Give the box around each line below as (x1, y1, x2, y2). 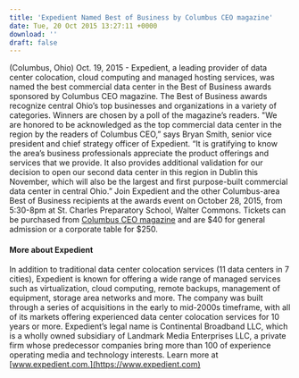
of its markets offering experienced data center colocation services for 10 (9, 312, 279, 323)
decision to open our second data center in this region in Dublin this (9, 167, 259, 178)
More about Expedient (9, 244, 94, 255)
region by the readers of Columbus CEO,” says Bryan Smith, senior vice (9, 129, 272, 139)
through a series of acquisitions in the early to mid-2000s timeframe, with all (9, 302, 291, 313)
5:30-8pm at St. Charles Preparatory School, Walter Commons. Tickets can (9, 205, 287, 215)
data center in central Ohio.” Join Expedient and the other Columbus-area (9, 186, 280, 197)
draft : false (9, 38, 58, 47)
